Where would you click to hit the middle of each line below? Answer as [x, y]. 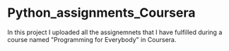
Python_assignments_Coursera [101, 13]
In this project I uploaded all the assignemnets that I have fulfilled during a [115, 32]
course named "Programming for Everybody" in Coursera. [92, 39]
